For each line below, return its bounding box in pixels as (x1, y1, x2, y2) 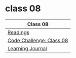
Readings (7, 29, 30, 36)
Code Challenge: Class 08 (7, 37, 68, 44)
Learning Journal (7, 45, 47, 52)
